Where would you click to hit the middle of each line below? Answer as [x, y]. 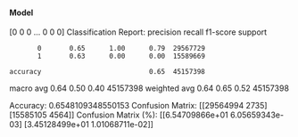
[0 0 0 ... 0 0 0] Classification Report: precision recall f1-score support [138, 32]
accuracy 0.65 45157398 [107, 72]
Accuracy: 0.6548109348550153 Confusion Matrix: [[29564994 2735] [138, 106]
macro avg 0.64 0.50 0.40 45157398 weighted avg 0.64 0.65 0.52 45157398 [149, 88]
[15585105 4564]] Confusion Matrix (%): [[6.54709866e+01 [119, 115]
